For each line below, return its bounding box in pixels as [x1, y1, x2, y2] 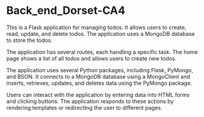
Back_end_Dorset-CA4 [6, 4, 126, 18]
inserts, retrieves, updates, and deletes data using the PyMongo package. [6, 79, 192, 87]
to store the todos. [6, 36, 53, 44]
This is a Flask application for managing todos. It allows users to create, [6, 24, 187, 31]
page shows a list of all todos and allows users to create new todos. [6, 55, 177, 62]
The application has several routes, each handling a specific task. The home [6, 48, 199, 55]
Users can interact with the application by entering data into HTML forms [6, 91, 190, 98]
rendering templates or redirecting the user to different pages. [6, 104, 163, 111]
